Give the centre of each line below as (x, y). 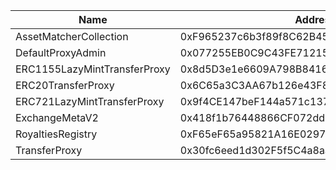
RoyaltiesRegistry (56, 134)
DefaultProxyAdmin (61, 52)
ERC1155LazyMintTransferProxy (93, 69)
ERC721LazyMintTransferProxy (90, 101)
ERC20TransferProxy (65, 85)
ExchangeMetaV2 (57, 117)
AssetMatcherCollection (72, 36)
